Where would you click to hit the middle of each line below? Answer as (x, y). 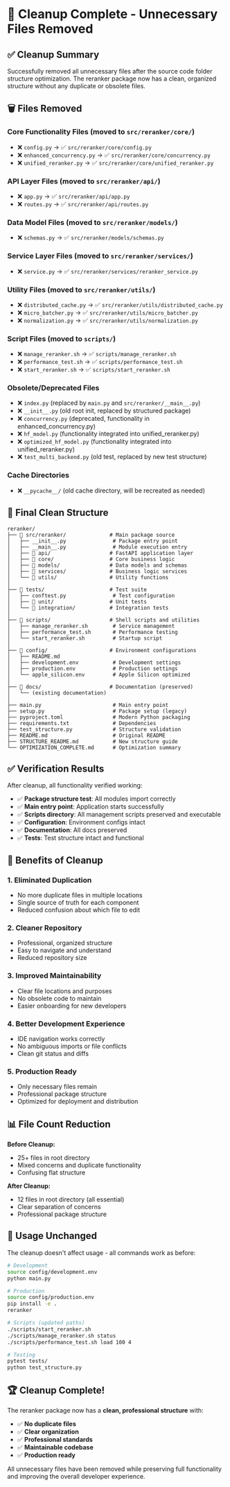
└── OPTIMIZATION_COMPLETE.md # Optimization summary (94, 747)
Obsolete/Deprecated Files (53, 388)
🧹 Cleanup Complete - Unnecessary (113, 14)
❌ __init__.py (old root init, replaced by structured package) (104, 411)
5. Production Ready (42, 1071)
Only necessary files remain (57, 1087)
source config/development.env (52, 1272)
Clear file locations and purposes (64, 991)
